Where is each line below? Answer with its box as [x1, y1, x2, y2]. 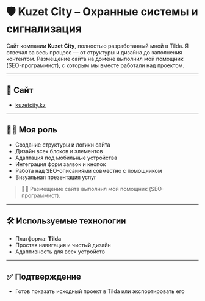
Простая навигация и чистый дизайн [15, 242, 111, 249]
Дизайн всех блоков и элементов [15, 147, 103, 154]
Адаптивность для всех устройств [15, 248, 106, 255]
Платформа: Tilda [15, 235, 62, 242]
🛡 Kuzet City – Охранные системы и [6, 5, 198, 19]
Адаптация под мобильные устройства [15, 154, 118, 161]
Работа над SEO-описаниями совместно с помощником [15, 167, 162, 174]
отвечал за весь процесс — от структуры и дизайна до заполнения [6, 48, 182, 56]
